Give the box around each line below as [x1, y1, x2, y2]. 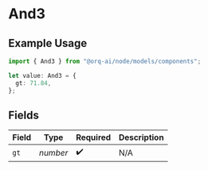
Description [118, 132, 165, 143]
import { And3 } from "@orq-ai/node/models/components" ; [8, 57, 202, 65]
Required [75, 132, 112, 143]
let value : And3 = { [8, 71, 77, 79]
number [38, 147, 69, 158]
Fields [8, 108, 40, 122]
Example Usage [8, 37, 88, 50]
